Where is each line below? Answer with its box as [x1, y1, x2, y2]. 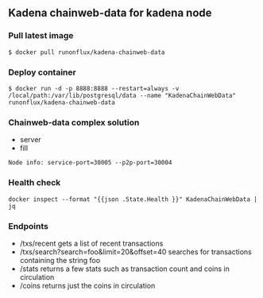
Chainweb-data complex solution [8, 117, 140, 128]
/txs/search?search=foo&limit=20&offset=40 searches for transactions [19, 246, 252, 257]
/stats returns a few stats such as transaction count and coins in [19, 264, 230, 273]
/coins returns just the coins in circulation [19, 281, 156, 290]
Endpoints [8, 220, 49, 231]
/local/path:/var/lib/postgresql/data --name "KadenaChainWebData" [8, 91, 237, 99]
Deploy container [8, 67, 77, 78]
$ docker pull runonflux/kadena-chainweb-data [8, 48, 165, 56]
